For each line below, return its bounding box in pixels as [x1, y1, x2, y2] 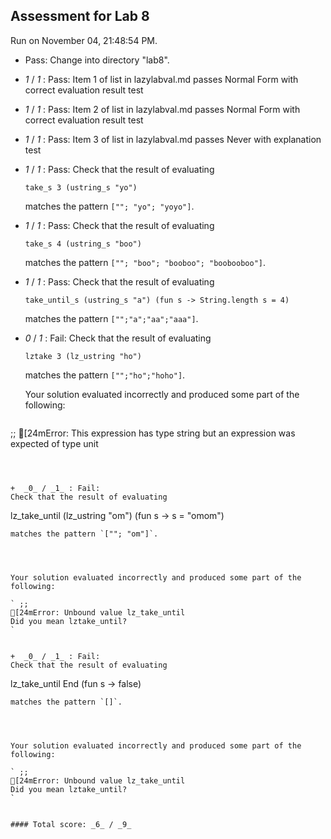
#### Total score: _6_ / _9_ [10, 819, 132, 829]
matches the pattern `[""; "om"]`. [10, 529, 159, 539]
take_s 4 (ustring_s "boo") [24, 239, 142, 249]
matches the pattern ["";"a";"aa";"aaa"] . [24, 312, 199, 324]
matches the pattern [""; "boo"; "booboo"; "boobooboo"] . [24, 256, 266, 268]
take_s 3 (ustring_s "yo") [24, 182, 138, 193]
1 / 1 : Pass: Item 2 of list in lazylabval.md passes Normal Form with [24, 103, 301, 115]
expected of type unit [10, 437, 99, 449]
